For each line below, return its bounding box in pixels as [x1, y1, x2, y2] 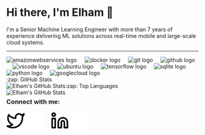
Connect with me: [6, 97, 60, 106]
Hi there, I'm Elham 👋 [6, 5, 114, 20]
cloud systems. [6, 38, 45, 46]
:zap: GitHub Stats [6, 76, 52, 83]
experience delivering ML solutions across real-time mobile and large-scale [6, 32, 196, 39]
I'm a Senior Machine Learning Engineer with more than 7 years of [6, 26, 173, 33]
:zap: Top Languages [65, 82, 118, 89]
